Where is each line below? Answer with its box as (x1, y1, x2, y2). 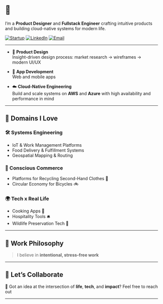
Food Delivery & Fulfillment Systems (12, 147, 84, 153)
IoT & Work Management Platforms (12, 142, 82, 148)
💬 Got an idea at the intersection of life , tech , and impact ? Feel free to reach (5, 284, 158, 289)
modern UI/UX (12, 59, 41, 65)
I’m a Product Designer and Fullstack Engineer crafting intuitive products (5, 20, 153, 26)
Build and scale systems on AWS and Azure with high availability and (12, 90, 151, 96)
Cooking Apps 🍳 (12, 208, 45, 214)
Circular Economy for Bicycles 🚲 (12, 181, 79, 186)
